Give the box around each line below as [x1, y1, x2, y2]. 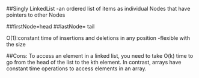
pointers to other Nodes [6, 11, 66, 18]
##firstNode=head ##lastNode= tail [6, 23, 95, 30]
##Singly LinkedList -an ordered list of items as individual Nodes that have [6, 5, 191, 12]
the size [6, 41, 26, 48]
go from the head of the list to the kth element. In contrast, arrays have [6, 59, 182, 65]
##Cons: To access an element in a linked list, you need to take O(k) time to [6, 52, 194, 59]
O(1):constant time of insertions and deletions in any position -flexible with [6, 35, 191, 41]
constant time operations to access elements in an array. [6, 65, 147, 72]
